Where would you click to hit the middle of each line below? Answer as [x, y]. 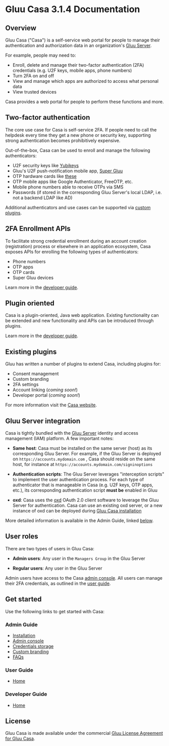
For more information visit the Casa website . [51, 405]
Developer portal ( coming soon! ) [46, 395]
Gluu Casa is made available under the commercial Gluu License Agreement [84, 733]
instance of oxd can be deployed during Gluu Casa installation [77, 511]
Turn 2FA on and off [33, 76]
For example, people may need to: [41, 55]
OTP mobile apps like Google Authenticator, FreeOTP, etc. [72, 181]
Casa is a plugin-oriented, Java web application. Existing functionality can [82, 315]
